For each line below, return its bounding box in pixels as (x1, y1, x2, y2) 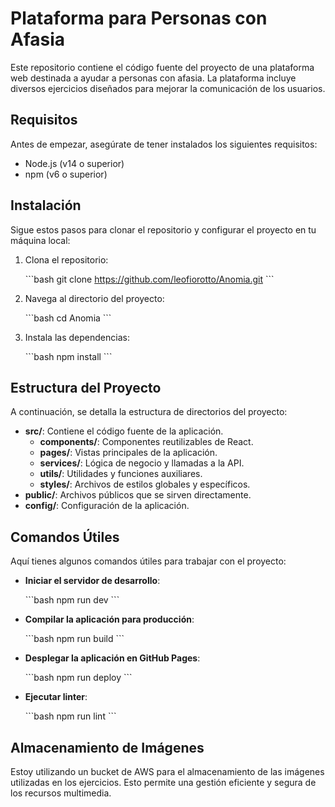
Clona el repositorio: (24, 253, 109, 266)
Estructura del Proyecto (10, 379, 162, 396)
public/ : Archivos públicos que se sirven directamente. (24, 489, 252, 501)
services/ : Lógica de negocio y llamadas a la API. (39, 457, 245, 469)
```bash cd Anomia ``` (24, 312, 112, 324)
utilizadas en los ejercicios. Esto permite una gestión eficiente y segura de (10, 777, 317, 788)
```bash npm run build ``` (24, 633, 125, 645)
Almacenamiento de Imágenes (10, 739, 205, 756)
